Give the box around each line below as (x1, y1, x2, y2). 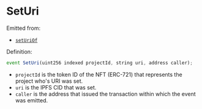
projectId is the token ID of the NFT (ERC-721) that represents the (15, 71, 182, 78)
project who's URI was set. (15, 77, 83, 85)
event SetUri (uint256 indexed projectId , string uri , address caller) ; (6, 60, 193, 66)
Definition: (6, 47, 32, 55)
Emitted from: (6, 24, 41, 32)
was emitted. (15, 96, 48, 104)
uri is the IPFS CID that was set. (15, 83, 97, 91)
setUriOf (15, 37, 38, 43)
